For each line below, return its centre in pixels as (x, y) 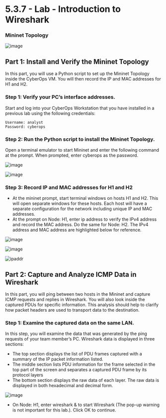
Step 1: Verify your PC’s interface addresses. (60, 97)
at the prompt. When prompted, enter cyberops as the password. (72, 155)
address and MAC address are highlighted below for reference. (77, 230)
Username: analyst (24, 122)
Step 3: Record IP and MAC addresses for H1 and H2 (69, 187)
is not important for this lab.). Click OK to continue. (64, 410)
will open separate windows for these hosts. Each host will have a (80, 204)
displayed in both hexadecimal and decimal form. (63, 386)
